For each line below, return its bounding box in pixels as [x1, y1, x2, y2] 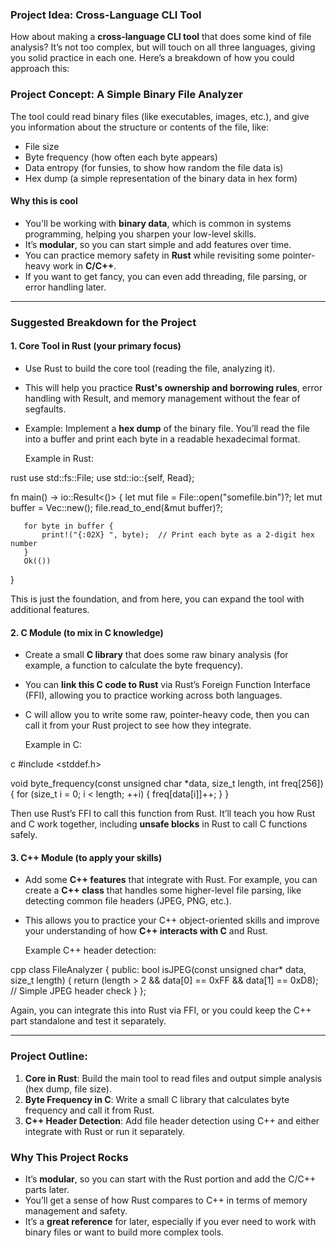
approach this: [10, 63, 70, 75]
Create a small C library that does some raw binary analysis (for [24, 649, 289, 661]
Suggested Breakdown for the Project [10, 315, 197, 329]
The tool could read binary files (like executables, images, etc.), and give [10, 110, 310, 122]
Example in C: [24, 739, 82, 751]
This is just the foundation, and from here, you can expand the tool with [10, 593, 305, 605]
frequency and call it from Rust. [24, 1104, 155, 1116]
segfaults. [24, 403, 67, 415]
